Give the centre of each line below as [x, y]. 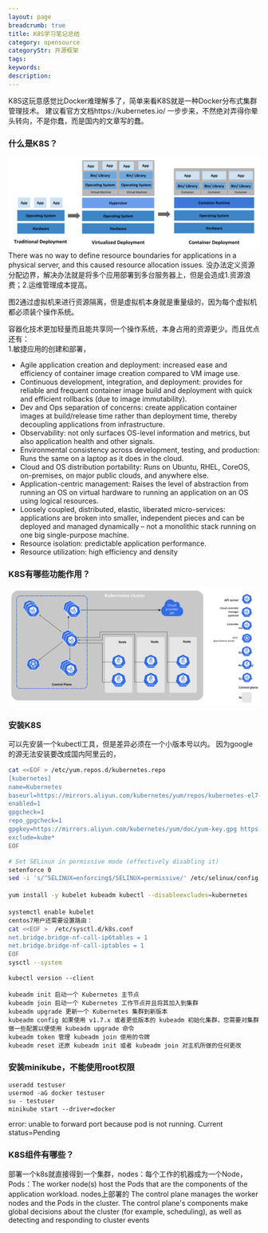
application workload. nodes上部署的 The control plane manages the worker [133, 1194]
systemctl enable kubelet [51, 912]
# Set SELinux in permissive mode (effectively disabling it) [114, 861]
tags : [17, 59]
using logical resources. [59, 501]
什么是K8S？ [33, 143]
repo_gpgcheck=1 [35, 821]
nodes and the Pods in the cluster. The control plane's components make [128, 1203]
